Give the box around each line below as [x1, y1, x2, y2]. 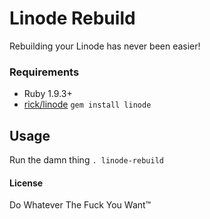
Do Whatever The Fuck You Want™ [9, 199, 152, 211]
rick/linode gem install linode [23, 98, 152, 111]
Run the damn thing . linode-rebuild [9, 154, 164, 166]
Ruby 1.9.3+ [23, 88, 73, 100]
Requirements [9, 65, 80, 79]
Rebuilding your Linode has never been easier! [9, 40, 201, 52]
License [9, 177, 44, 189]
